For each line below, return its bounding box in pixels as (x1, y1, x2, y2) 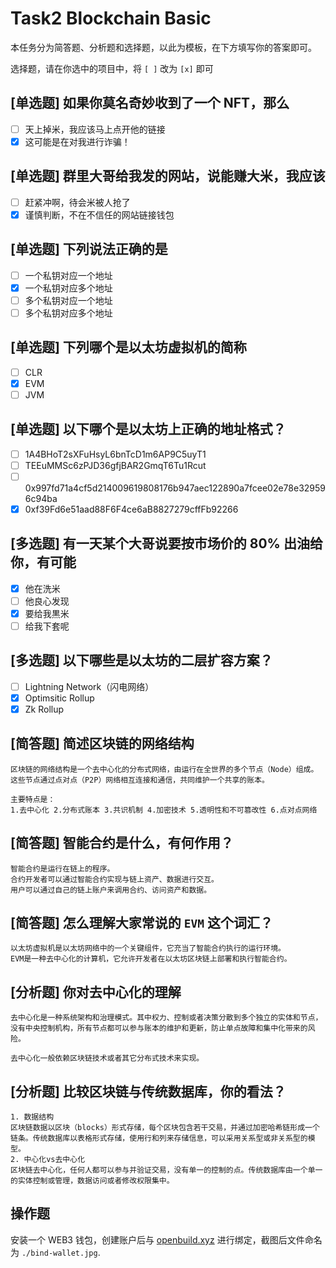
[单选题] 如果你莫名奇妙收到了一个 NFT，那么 (10, 95, 290, 112)
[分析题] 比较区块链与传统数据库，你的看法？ (10, 1083, 287, 1100)
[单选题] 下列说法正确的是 (10, 241, 168, 258)
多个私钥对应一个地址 (24, 294, 113, 306)
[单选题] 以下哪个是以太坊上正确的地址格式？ (10, 421, 287, 438)
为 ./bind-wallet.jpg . (10, 1246, 101, 1258)
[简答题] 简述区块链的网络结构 (10, 735, 195, 752)
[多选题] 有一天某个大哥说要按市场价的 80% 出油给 (10, 535, 323, 552)
